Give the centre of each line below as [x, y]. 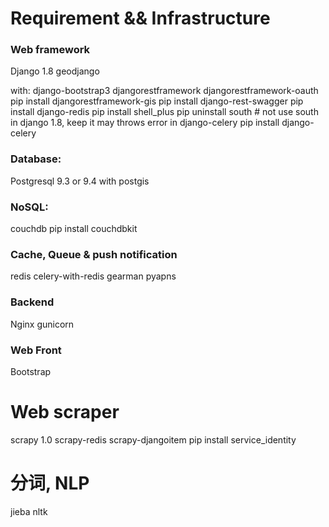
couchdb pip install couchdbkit [74, 229]
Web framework [50, 50]
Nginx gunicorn [42, 324]
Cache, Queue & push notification [94, 254]
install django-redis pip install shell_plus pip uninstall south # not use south [164, 112]
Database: [36, 159]
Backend [32, 302]
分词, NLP [50, 483]
